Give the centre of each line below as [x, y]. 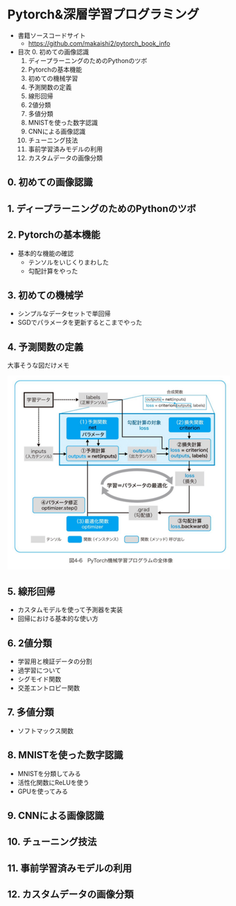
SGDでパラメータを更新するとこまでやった [80, 323]
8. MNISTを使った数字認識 [65, 755]
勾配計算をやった [53, 271]
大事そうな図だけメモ [38, 366]
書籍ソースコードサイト [52, 35]
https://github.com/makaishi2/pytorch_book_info [99, 43]
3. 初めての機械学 [45, 295]
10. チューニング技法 [52, 842]
